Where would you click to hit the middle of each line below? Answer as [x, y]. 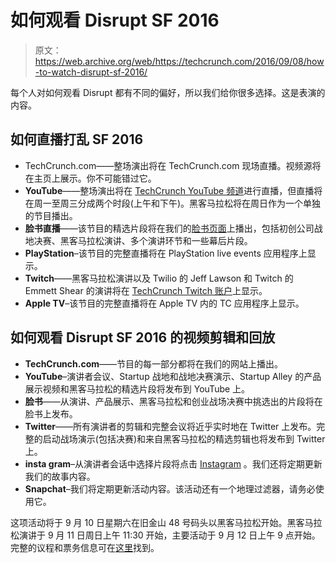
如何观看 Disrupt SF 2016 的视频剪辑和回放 [143, 337]
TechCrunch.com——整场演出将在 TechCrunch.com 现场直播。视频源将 [173, 165]
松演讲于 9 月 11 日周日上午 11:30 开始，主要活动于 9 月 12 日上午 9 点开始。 [165, 535]
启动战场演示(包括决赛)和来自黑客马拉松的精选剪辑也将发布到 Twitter [184, 438]
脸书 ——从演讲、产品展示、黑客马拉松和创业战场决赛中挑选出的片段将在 [173, 401]
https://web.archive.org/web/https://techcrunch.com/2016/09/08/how [179, 61]
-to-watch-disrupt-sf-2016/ [91, 72]
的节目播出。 [51, 215]
